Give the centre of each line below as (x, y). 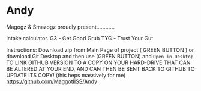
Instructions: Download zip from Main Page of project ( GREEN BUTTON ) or (100, 50)
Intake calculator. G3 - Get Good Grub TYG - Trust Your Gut (80, 38)
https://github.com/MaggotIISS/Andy (52, 81)
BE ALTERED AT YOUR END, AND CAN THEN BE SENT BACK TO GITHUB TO (100, 68)
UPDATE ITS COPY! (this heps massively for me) (66, 75)
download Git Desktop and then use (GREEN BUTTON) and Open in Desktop (100, 56)
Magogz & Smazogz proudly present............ (61, 27)
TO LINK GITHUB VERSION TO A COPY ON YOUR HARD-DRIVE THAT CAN (98, 62)
